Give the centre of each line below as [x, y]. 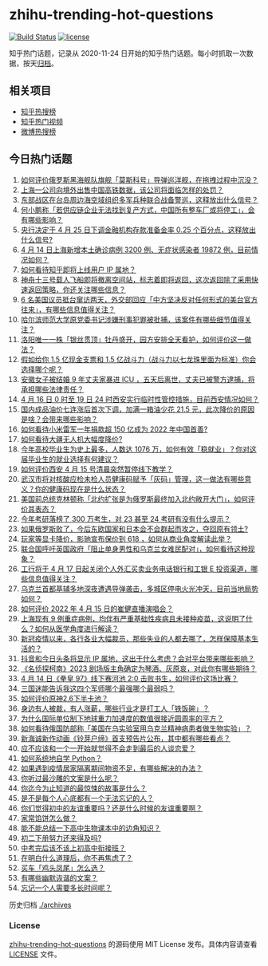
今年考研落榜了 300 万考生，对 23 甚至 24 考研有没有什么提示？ [126, 518]
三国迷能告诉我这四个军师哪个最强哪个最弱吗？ [97, 688]
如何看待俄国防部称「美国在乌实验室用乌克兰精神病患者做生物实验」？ [136, 728]
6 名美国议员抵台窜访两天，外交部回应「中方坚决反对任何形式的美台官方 [139, 299]
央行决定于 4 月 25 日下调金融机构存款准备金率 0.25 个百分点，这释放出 [138, 230]
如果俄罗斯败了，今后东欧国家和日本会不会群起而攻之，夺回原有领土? [134, 529]
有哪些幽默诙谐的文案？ [59, 877]
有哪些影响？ [41, 219]
